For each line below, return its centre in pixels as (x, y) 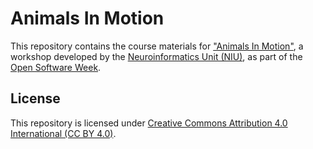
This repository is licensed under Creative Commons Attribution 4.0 (149, 123)
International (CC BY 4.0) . (63, 133)
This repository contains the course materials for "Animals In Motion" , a (157, 46)
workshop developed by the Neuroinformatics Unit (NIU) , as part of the (156, 56)
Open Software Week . (56, 67)
